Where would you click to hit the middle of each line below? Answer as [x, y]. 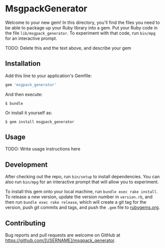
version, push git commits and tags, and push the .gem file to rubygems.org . [83, 208]
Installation [23, 63]
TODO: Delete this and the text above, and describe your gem [68, 48]
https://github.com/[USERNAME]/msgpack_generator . [60, 241]
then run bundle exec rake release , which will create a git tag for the [76, 202]
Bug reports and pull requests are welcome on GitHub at [63, 235]
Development [27, 165]
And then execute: [24, 94]
